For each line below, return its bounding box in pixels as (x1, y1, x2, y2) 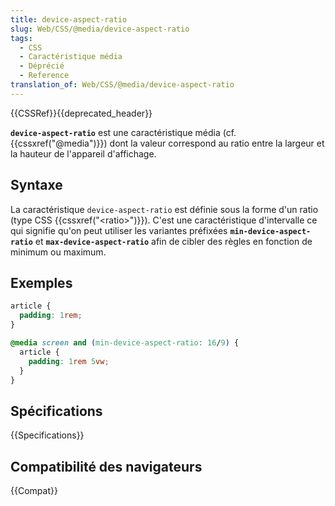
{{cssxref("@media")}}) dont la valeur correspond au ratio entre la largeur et (10, 137, 325, 149)
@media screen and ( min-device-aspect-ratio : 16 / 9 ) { (10, 338, 240, 348)
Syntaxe (10, 177, 63, 194)
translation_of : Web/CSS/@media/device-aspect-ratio (10, 80, 235, 90)
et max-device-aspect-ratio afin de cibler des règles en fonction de (34, 235, 313, 247)
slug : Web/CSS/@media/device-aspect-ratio (10, 24, 190, 34)
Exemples (10, 274, 73, 291)
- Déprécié (19, 61, 65, 71)
